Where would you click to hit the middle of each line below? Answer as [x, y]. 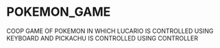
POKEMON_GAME [59, 12]
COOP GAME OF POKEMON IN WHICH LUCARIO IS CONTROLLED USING [110, 31]
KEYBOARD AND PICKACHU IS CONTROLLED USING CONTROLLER [102, 38]
